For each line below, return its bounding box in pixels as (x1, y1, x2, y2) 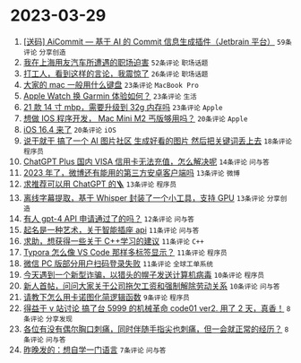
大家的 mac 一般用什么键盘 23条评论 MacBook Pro (22, 79, 200, 90)
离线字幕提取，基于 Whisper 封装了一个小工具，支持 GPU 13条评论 (22, 192, 265, 203)
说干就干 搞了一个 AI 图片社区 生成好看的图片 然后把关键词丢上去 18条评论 (22, 135, 292, 146)
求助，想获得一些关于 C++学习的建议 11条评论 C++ (22, 235, 204, 246)
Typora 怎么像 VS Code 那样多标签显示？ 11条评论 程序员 (22, 246, 228, 257)
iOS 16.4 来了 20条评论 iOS (22, 124, 117, 134)
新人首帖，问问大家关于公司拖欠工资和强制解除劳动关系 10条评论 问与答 (22, 280, 280, 291)
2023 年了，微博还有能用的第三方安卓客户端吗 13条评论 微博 (22, 167, 240, 177)
